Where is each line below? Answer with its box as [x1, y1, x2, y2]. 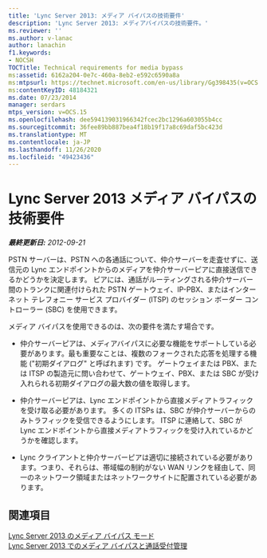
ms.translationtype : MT [8, 130, 88, 138]
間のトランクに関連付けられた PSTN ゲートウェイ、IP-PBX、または [8, 285, 229, 294]
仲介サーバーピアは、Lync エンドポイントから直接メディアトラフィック [19, 396, 253, 405]
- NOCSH [8, 57, 34, 65]
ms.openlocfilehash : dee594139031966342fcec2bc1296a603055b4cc [8, 116, 223, 124]
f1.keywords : [8, 49, 52, 57]
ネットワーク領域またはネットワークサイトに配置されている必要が [33, 472, 251, 482]
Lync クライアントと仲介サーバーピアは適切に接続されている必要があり [19, 452, 253, 462]
